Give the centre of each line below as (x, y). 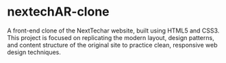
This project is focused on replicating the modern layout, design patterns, (111, 37)
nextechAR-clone (58, 12)
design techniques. (34, 52)
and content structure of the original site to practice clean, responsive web (112, 45)
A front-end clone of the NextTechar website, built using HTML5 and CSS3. (113, 30)
